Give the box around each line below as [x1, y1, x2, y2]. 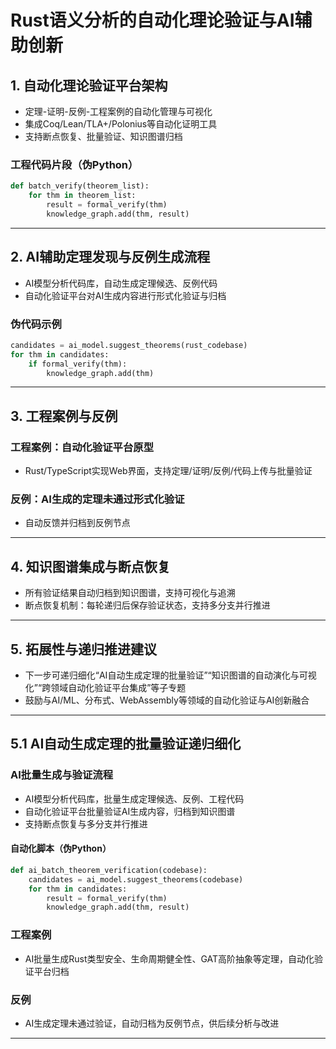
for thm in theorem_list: [28, 191, 137, 201]
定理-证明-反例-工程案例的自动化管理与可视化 [24, 106, 213, 117]
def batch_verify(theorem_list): [10, 181, 150, 191]
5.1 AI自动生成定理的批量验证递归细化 [10, 736, 242, 753]
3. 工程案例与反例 [10, 407, 118, 425]
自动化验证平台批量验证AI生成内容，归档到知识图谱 [24, 805, 236, 817]
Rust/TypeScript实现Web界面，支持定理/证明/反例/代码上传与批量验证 [24, 465, 313, 477]
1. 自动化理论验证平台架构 [10, 77, 168, 94]
